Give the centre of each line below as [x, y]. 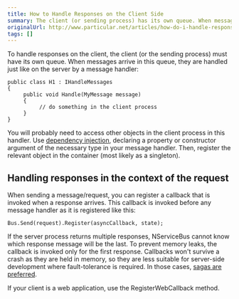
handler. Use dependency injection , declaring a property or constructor [112, 140]
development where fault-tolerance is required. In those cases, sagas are [115, 267]
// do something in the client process [98, 107]
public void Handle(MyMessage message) [82, 95]
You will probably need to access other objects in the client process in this [116, 133]
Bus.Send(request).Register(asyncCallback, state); [85, 224]
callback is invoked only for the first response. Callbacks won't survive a [113, 252]
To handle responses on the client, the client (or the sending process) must [117, 54]
